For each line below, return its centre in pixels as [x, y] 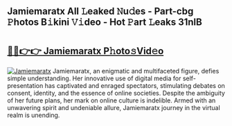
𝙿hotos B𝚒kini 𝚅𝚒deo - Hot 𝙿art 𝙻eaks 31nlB [105, 22]
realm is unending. [34, 115]
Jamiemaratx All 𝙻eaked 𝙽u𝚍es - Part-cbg [100, 11]
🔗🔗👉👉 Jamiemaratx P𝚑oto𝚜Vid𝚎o [86, 51]
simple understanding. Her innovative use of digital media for [94, 78]
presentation [25, 85]
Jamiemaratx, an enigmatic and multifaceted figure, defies [136, 71]
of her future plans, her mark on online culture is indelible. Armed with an [111, 100]
